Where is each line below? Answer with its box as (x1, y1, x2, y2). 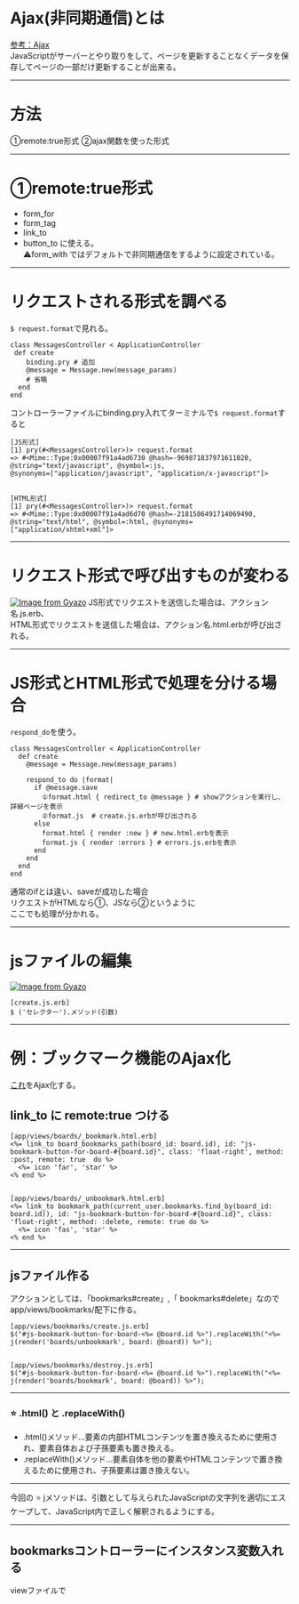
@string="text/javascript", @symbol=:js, (10, 461, 166, 470)
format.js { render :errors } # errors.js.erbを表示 (42, 838, 237, 847)
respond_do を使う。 (10, 726, 81, 737)
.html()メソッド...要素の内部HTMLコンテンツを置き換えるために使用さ (22, 1431, 279, 1442)
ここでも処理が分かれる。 (10, 908, 104, 919)
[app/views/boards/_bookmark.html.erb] (10, 1132, 158, 1141)
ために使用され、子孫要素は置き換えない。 (38, 1465, 194, 1476)
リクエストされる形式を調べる (10, 292, 229, 311)
